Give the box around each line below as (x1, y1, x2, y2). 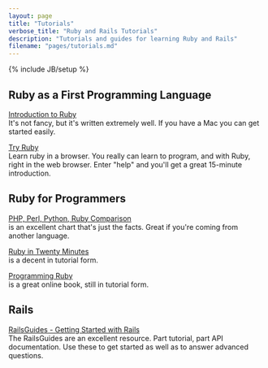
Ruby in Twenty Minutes (8, 246, 89, 256)
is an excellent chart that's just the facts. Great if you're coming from (8, 222, 238, 232)
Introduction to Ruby (8, 109, 77, 119)
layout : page (8, 11, 53, 20)
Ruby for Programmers (8, 192, 127, 206)
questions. (8, 350, 44, 360)
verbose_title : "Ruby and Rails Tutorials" (8, 27, 158, 35)
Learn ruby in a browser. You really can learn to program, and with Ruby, (8, 151, 251, 161)
